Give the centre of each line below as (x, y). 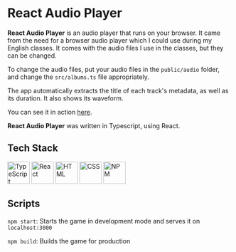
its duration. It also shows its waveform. (65, 98)
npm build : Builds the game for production (69, 241)
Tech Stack (33, 148)
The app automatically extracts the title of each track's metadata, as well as (118, 90)
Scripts (24, 204)
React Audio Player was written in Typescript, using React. (94, 125)
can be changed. (32, 56)
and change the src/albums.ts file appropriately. (78, 77)
